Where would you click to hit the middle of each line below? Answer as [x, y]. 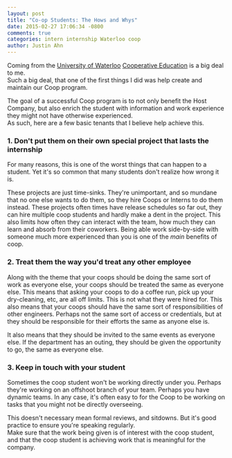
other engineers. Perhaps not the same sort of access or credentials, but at [114, 314]
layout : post [26, 13]
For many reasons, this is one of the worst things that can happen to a [107, 165]
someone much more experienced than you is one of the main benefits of [112, 237]
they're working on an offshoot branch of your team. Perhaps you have [108, 390]
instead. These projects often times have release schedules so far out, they [115, 208]
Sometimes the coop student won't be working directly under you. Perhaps [114, 382]
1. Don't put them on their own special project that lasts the [108, 140]
